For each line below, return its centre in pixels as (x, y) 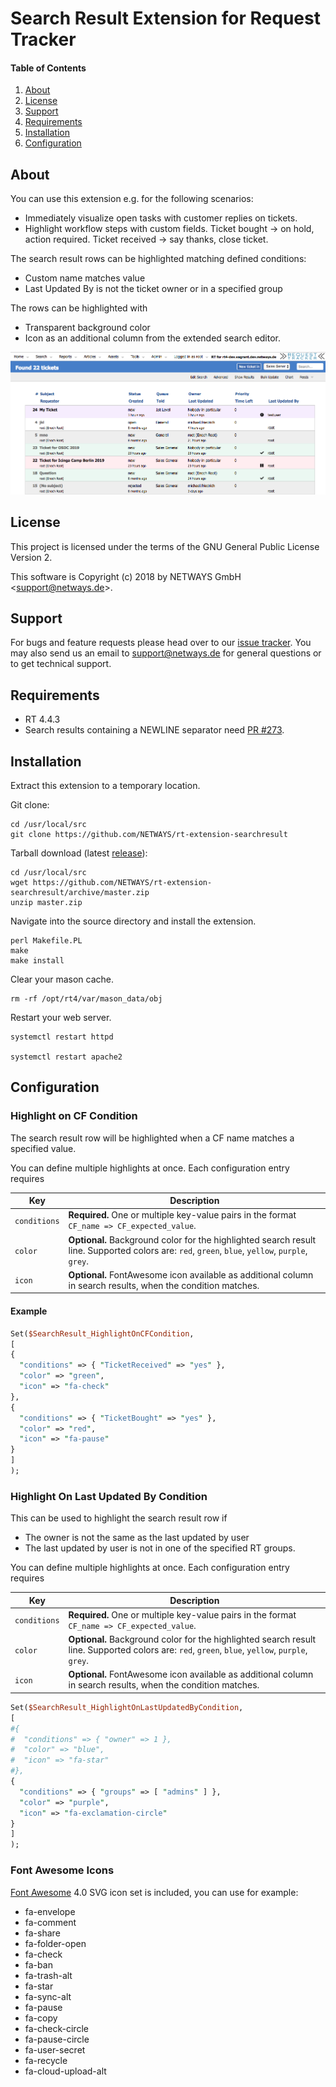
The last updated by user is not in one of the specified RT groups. (160, 1548)
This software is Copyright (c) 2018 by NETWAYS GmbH (126, 576)
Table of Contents (48, 68)
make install (37, 961)
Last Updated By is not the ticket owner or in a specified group (153, 289)
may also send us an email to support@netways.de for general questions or (166, 653)
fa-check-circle (56, 2028)
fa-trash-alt (48, 1975)
